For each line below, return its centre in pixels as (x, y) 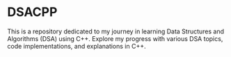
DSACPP (32, 12)
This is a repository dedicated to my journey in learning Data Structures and (116, 31)
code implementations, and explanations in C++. (77, 46)
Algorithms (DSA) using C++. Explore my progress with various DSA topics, (115, 38)
